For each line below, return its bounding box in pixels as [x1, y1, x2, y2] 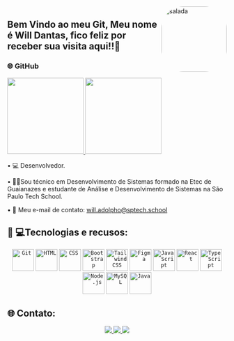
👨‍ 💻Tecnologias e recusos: [7, 227, 128, 239]
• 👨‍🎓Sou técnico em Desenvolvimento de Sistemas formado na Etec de [7, 177, 212, 186]
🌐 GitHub [7, 61, 40, 71]
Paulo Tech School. [7, 192, 63, 200]
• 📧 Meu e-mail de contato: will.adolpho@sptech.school [7, 205, 168, 214]
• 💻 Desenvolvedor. [7, 161, 65, 169]
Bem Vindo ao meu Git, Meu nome [7, 19, 158, 31]
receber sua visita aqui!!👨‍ [7, 40, 120, 52]
